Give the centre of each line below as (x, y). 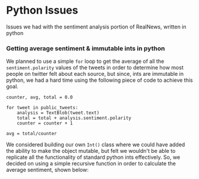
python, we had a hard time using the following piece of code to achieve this (99, 80)
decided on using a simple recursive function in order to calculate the (91, 164)
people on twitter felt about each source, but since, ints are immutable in (95, 74)
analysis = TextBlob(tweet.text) (58, 113)
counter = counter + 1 (45, 123)
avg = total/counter (32, 134)
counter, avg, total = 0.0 (40, 98)
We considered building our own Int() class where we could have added (96, 145)
